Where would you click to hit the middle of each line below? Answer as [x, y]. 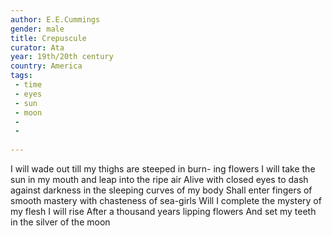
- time [28, 85]
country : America [46, 66]
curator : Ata [37, 47]
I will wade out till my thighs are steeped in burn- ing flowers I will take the [163, 169]
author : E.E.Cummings [55, 19]
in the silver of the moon [60, 222]
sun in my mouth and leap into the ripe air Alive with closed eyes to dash [159, 179]
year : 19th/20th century [62, 57]
